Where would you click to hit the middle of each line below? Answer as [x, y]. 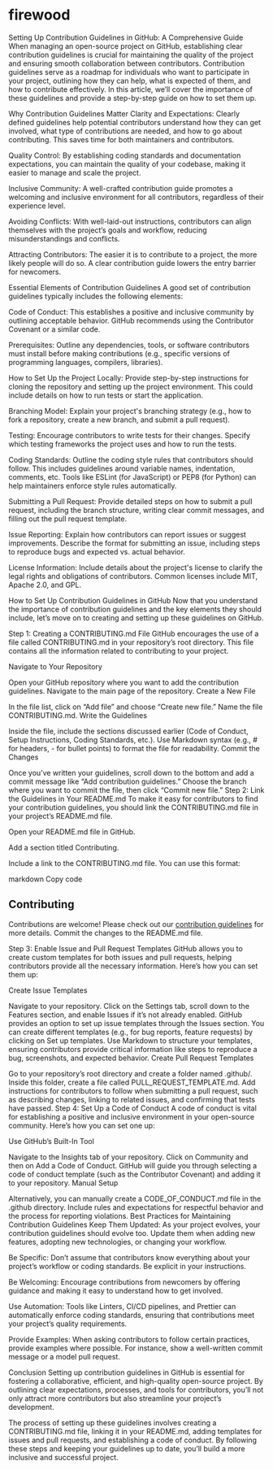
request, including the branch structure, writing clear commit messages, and [136, 510]
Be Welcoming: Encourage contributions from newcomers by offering [125, 1281]
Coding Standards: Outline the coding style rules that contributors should [131, 459]
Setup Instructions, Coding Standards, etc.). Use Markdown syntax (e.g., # [133, 739]
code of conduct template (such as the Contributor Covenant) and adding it [135, 1174]
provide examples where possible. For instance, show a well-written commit [136, 1348]
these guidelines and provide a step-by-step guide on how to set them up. [133, 98]
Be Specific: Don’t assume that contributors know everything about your [129, 1257]
